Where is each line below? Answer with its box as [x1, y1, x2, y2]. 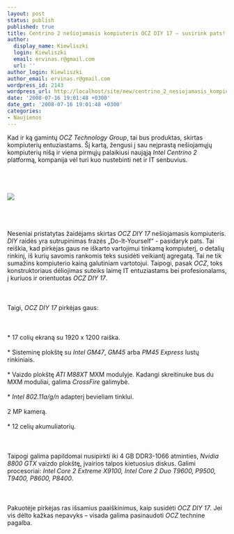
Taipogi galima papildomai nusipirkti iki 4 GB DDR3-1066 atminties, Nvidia [7, 452, 219, 460]
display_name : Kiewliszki [13, 43, 89, 50]
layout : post [7, 10, 45, 17]
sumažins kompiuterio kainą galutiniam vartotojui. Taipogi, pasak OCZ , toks [7, 259, 223, 267]
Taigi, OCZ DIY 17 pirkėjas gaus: [7, 303, 99, 311]
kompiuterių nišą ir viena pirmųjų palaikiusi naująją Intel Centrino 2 [7, 148, 197, 156]
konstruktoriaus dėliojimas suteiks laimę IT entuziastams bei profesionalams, [7, 266, 227, 274]
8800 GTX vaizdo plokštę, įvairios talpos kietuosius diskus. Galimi [7, 459, 196, 468]
